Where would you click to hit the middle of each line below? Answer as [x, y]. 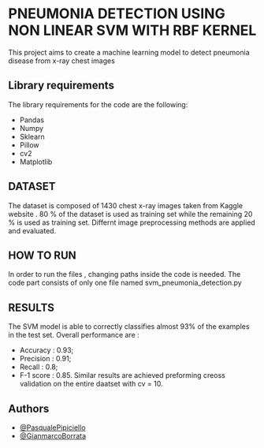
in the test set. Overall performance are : [74, 335]
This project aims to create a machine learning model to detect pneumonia [129, 52]
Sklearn [32, 136]
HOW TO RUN [42, 255]
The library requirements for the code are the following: [98, 104]
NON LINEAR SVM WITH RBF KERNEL [132, 30]
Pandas [32, 120]
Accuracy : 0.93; [46, 350]
